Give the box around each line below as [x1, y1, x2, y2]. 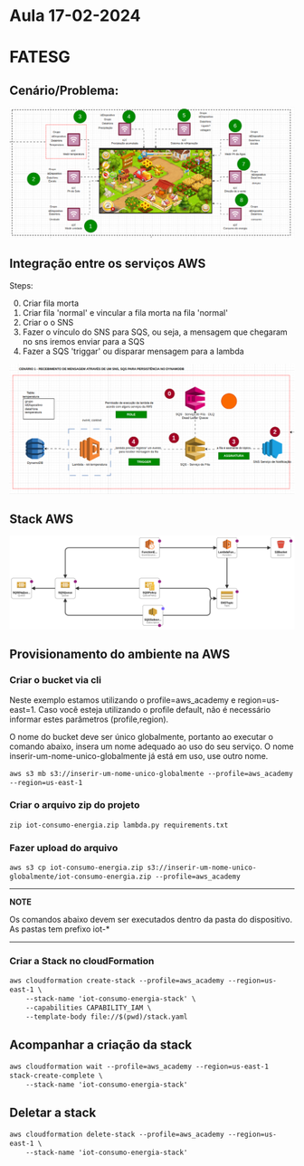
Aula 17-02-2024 [9, 5, 141, 26]
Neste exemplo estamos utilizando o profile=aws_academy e [9, 694, 236, 706]
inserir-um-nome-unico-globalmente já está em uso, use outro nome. [9, 750, 269, 761]
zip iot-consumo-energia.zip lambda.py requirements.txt [9, 820, 229, 829]
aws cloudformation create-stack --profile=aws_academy [9, 976, 224, 986]
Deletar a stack [9, 1104, 97, 1120]
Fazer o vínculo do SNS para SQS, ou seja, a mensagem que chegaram [22, 327, 288, 337]
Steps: [9, 280, 33, 290]
